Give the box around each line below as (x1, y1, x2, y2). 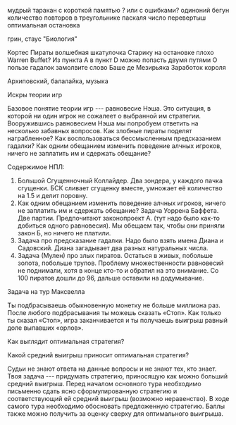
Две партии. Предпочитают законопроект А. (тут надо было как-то (17, 214, 221, 222)
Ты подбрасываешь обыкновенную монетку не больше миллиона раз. (7, 301, 221, 309)
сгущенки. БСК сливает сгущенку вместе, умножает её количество (17, 184, 223, 192)
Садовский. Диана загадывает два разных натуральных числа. (17, 244, 209, 252)
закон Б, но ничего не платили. (17, 229, 111, 237)
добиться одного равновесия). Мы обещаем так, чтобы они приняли (17, 221, 225, 230)
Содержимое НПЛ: (7, 163, 65, 171)
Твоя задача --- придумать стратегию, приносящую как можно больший (7, 372, 228, 380)
